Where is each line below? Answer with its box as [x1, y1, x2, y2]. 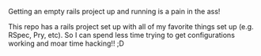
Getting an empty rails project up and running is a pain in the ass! [8, 7, 221, 16]
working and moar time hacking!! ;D [8, 39, 125, 48]
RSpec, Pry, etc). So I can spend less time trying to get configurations [8, 31, 236, 39]
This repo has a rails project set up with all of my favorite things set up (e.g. [8, 22, 255, 31]
